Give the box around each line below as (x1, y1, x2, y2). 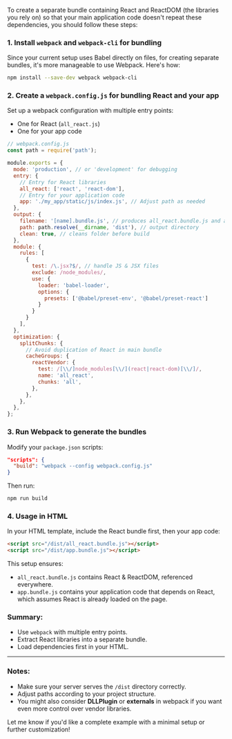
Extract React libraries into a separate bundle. (17, 635, 147, 643)
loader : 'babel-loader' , (37, 282, 110, 289)
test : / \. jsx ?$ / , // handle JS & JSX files (32, 262, 159, 269)
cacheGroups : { (25, 353, 70, 359)
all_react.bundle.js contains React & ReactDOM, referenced (17, 573, 193, 581)
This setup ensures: (7, 560, 64, 568)
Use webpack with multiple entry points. (17, 628, 128, 636)
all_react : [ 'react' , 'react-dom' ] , (19, 185, 126, 193)
